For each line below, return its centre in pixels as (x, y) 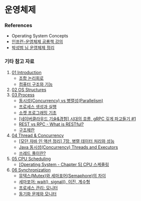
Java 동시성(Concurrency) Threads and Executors (68, 147)
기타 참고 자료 (20, 62)
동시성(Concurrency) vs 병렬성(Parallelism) (61, 100)
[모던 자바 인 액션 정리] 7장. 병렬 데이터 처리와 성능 (67, 141)
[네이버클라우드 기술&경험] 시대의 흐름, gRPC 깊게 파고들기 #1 (77, 119)
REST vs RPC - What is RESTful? (51, 124)
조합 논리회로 (31, 78)
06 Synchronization (31, 170)
